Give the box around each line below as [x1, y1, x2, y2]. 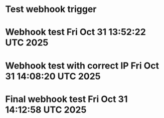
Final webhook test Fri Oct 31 [5, 93, 128, 104]
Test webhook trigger [5, 3, 97, 15]
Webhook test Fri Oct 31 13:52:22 [5, 26, 146, 38]
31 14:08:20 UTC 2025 [5, 70, 101, 82]
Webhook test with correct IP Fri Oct [5, 60, 159, 71]
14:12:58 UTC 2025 [5, 104, 87, 115]
